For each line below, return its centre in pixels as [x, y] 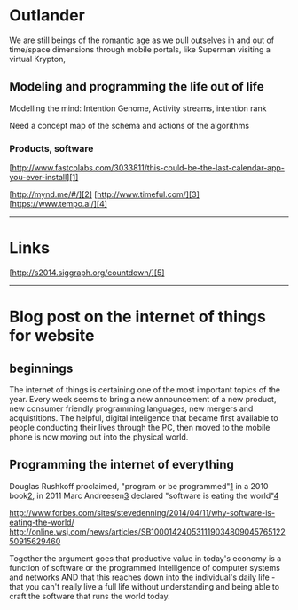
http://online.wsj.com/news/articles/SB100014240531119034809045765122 [147, 531]
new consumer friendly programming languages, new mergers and [131, 408]
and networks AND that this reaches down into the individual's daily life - [142, 577]
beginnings [41, 368]
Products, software [51, 148]
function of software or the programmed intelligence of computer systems [145, 567]
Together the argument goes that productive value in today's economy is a [145, 558]
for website [52, 336]
